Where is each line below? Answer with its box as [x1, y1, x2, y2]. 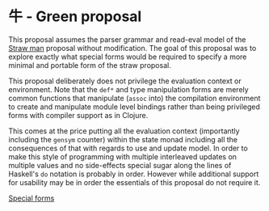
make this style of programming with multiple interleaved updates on [8, 151, 237, 162]
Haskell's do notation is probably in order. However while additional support [8, 169, 259, 179]
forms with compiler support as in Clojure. [8, 110, 149, 120]
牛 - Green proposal [8, 7, 142, 26]
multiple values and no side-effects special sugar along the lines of [8, 160, 232, 170]
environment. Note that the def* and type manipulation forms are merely [8, 84, 249, 94]
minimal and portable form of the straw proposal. [8, 60, 171, 70]
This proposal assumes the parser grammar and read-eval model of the [8, 34, 246, 44]
